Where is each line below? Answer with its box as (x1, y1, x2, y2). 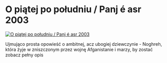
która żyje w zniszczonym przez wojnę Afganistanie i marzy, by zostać (5, 46, 153, 52)
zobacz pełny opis (5, 52, 44, 58)
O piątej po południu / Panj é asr (5, 4, 142, 15)
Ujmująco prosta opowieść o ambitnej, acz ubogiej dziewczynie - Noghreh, (5, 41, 162, 47)
